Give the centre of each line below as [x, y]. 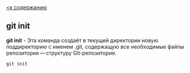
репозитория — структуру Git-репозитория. [61, 53]
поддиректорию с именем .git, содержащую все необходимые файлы [95, 46]
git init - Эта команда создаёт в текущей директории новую [82, 40]
